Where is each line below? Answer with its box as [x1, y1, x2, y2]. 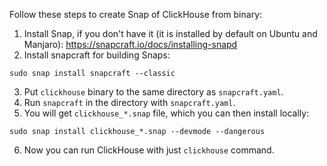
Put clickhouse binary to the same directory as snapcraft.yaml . [23, 86, 284, 98]
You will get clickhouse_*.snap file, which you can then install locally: [23, 107, 310, 119]
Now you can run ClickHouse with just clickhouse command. [23, 144, 275, 156]
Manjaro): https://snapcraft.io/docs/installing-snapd [23, 39, 238, 50]
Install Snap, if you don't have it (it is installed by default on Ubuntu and [23, 28, 318, 39]
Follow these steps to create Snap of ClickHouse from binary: [9, 9, 263, 20]
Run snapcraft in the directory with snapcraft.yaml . [23, 97, 236, 108]
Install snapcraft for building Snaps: [23, 49, 171, 61]
